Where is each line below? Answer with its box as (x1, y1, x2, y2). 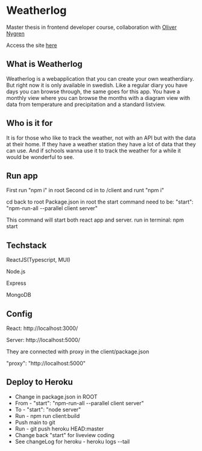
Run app (6, 170, 38, 181)
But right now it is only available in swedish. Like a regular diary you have (6, 81, 188, 89)
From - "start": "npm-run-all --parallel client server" (14, 399, 144, 406)
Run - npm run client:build (14, 412, 80, 419)
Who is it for (6, 118, 53, 128)
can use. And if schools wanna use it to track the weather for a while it (6, 147, 181, 154)
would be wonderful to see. (6, 153, 74, 160)
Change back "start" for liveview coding (14, 431, 115, 438)
